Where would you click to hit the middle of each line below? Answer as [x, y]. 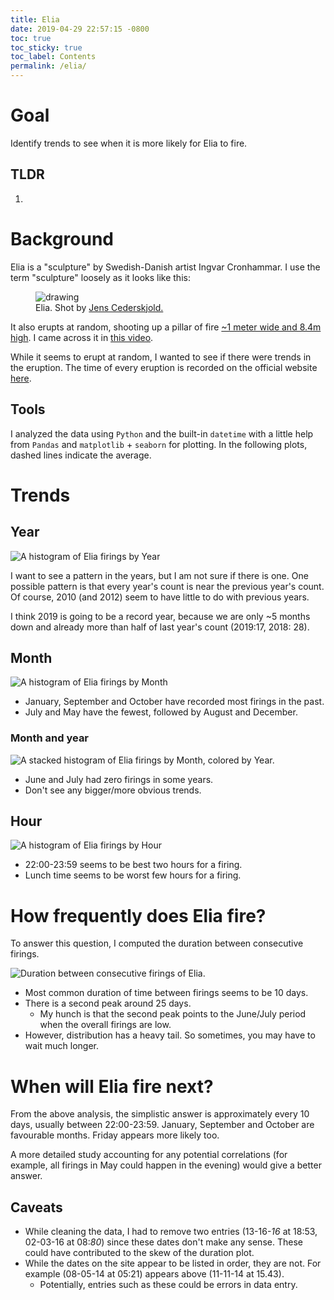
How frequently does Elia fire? [138, 915]
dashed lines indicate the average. [81, 455]
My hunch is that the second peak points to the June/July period [173, 1014]
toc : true [31, 38]
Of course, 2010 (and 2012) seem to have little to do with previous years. [160, 597]
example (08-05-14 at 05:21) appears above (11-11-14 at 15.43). [154, 1274]
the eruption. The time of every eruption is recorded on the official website [164, 367]
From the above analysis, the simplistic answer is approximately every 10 [160, 1114]
